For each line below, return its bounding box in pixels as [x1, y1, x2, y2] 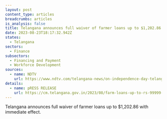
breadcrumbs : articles [5, 16, 52, 21]
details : [5, 81, 23, 86]
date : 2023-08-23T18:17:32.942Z [5, 30, 72, 35]
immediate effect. [5, 109, 41, 115]
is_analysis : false [5, 21, 46, 26]
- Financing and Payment [9, 58, 61, 63]
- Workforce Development [9, 62, 61, 67]
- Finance [9, 49, 30, 54]
